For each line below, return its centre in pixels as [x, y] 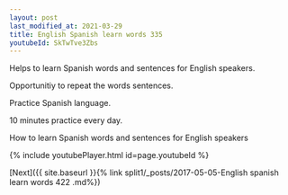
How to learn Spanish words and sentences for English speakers [129, 138]
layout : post [34, 18]
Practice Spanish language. [60, 103]
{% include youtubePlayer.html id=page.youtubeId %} [109, 155]
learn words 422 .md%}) [55, 182]
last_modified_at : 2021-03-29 [66, 26]
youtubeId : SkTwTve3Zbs [54, 43]
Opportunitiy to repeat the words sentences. [91, 85]
